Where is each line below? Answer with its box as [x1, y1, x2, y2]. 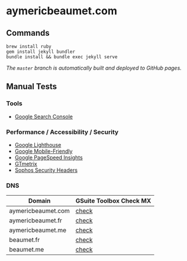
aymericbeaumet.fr [9, 216, 62, 225]
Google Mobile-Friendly [14, 147, 73, 155]
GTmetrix [14, 160, 37, 167]
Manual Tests [6, 81, 57, 92]
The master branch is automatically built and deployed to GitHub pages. [6, 64, 182, 71]
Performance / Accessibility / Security [6, 128, 119, 136]
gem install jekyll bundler [6, 49, 76, 55]
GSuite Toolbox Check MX [75, 197, 151, 205]
